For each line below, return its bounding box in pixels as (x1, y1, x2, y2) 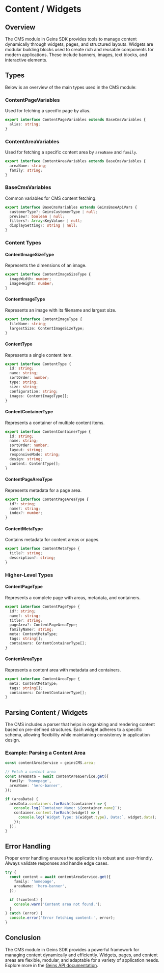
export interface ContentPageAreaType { (5, 497, 89, 502)
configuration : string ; (9, 389, 58, 394)
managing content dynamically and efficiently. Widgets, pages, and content (5, 952, 158, 958)
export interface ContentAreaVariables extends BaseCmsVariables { (5, 159, 146, 164)
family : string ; (9, 168, 43, 173)
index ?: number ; (9, 511, 43, 516)
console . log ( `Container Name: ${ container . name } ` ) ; (14, 806, 122, 811)
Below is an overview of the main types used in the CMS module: (5, 84, 137, 90)
